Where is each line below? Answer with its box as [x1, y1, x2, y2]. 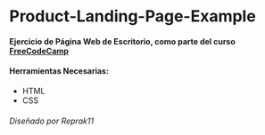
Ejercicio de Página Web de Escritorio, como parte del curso [9, 36, 236, 46]
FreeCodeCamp [9, 45, 70, 56]
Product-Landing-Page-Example [9, 6, 256, 27]
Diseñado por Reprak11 [9, 115, 95, 126]
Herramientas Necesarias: [9, 66, 110, 76]
